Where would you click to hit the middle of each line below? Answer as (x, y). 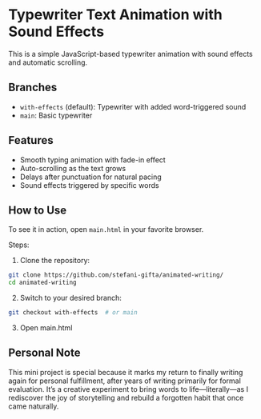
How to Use (38, 210)
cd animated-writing (43, 283)
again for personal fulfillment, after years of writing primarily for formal (125, 381)
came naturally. (34, 406)
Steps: (19, 245)
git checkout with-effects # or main (73, 313)
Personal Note (44, 353)
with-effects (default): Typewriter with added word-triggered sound (133, 106)
